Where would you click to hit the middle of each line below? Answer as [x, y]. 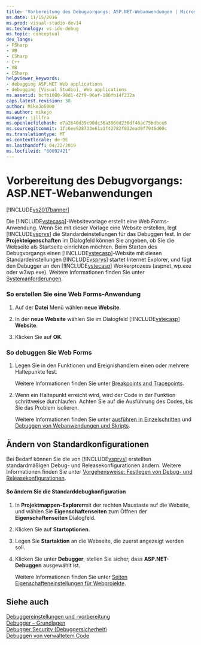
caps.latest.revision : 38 [38, 101]
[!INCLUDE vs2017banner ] [38, 210]
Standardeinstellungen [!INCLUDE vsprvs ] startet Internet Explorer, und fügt [99, 260]
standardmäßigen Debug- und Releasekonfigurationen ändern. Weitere [94, 465]
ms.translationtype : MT [36, 134]
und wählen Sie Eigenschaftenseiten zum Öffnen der [81, 511]
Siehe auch [28, 602]
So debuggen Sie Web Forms [49, 352]
